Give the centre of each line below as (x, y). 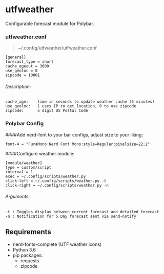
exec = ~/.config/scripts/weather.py (46, 176)
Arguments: (18, 197)
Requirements (28, 232)
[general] (16, 57)
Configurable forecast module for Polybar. (50, 24)
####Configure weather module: (40, 153)
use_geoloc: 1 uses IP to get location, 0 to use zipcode (71, 106)
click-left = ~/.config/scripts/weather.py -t (56, 181)
